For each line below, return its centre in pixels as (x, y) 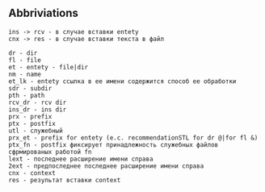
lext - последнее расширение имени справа (81, 159)
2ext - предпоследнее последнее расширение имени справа (106, 166)
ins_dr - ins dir (38, 109)
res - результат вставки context (65, 180)
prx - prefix (30, 116)
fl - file (25, 60)
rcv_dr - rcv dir (38, 102)
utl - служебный (36, 131)
